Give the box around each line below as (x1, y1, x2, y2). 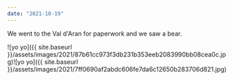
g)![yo (7, 57, 24, 66)
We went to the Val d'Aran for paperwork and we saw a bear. (7, 29, 183, 38)
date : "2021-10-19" (7, 10, 64, 17)
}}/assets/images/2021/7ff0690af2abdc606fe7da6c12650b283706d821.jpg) (7, 65, 227, 73)
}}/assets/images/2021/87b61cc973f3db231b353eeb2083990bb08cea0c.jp (7, 50, 226, 58)
